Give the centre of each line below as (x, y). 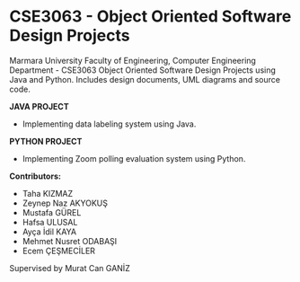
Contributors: (35, 176)
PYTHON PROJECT (46, 141)
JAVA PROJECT (39, 106)
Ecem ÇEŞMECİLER (59, 251)
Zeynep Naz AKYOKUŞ (65, 203)
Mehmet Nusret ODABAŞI (70, 241)
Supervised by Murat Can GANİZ (70, 268)
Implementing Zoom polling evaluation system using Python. (134, 158)
